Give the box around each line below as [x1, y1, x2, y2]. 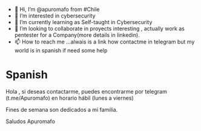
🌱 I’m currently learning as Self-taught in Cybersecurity [14, 19, 153, 25]
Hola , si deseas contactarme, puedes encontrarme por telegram [5, 88, 167, 95]
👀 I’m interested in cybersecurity [14, 12, 96, 19]
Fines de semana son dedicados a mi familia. [5, 106, 118, 113]
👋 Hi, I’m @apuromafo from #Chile [14, 6, 100, 13]
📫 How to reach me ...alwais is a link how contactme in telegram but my [14, 38, 195, 45]
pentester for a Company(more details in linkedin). [14, 31, 140, 39]
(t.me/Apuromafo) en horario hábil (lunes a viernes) [5, 94, 134, 101]
